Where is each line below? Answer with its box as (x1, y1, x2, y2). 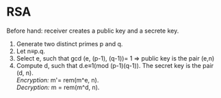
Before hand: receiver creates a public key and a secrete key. (6, 27, 179, 35)
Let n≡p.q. (16, 47, 46, 55)
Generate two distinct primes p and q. (16, 39, 123, 48)
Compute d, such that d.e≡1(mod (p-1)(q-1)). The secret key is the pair (16, 61, 214, 69)
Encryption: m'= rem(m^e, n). (16, 76, 99, 84)
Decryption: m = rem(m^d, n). (16, 83, 100, 91)
